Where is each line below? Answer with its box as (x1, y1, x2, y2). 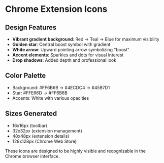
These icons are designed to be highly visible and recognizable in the (5, 148, 146, 154)
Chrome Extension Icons (5, 3, 107, 15)
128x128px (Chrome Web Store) (12, 138, 77, 144)
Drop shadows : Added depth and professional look (12, 57, 117, 63)
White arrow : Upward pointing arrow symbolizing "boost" (12, 47, 130, 52)
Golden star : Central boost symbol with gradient (12, 41, 111, 47)
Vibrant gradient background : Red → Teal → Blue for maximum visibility (12, 36, 160, 42)
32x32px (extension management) (12, 127, 83, 134)
